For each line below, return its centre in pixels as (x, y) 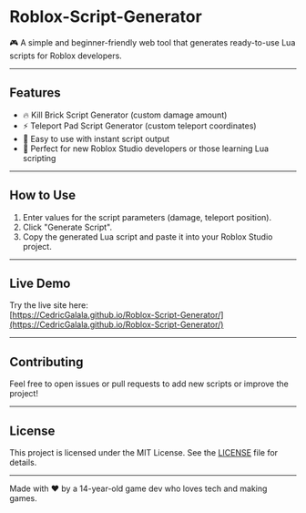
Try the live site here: (49, 305)
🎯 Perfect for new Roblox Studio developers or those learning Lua (146, 149)
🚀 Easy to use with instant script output (96, 139)
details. (23, 462)
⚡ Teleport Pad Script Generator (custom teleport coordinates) (139, 126)
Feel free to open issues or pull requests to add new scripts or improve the (149, 384)
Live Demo (40, 283)
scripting (39, 158)
